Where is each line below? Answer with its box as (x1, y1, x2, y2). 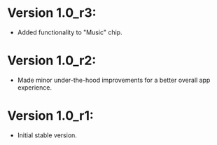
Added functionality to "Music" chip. (17, 28, 122, 36)
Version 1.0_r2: (7, 53, 97, 69)
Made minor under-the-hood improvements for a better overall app (17, 76, 211, 84)
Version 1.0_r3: (7, 5, 97, 21)
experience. (17, 83, 52, 92)
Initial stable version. (17, 131, 77, 139)
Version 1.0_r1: (7, 108, 94, 124)
